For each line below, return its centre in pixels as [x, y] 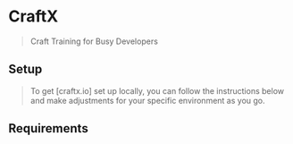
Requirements [48, 128]
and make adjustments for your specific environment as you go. [147, 100]
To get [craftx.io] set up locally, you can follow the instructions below [157, 90]
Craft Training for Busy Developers [94, 41]
